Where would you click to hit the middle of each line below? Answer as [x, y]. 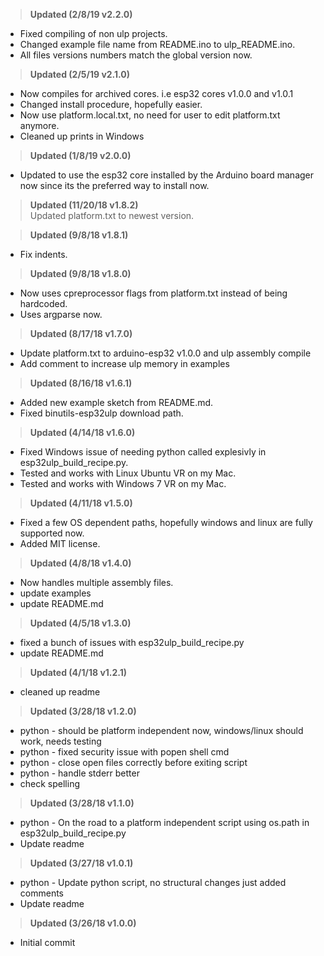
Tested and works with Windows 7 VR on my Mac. [123, 483]
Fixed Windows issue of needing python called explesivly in [143, 452]
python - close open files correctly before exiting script [133, 762]
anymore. [39, 125]
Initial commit [47, 942]
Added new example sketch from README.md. [116, 402]
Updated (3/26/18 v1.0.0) [83, 923]
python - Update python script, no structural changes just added [153, 882]
